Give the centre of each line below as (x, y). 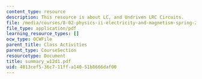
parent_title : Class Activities (47, 45)
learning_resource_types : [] (43, 34)
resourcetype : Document (36, 56)
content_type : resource (36, 12)
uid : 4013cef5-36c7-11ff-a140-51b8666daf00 (62, 67)
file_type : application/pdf (41, 28)
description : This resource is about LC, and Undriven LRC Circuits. (95, 17)
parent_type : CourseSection (41, 50)
